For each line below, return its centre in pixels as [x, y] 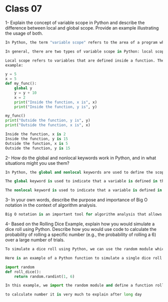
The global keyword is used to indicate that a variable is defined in [81, 181]
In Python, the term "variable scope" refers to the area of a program [81, 42]
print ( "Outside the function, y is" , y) [48, 121]
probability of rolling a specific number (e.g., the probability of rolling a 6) [81, 235]
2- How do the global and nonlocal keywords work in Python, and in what [81, 158]
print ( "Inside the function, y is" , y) [56, 107]
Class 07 [24, 9]
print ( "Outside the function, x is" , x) [48, 125]
